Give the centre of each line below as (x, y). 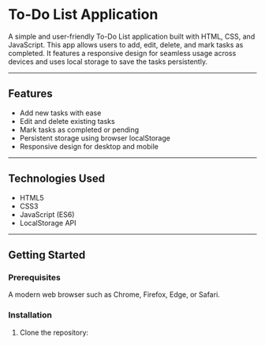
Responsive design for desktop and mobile (89, 146)
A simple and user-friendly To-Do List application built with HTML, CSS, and (132, 36)
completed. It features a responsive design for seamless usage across (122, 53)
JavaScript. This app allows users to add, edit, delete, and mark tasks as (126, 44)
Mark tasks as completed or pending (79, 129)
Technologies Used (56, 179)
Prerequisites (34, 277)
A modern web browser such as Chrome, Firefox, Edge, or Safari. (114, 294)
